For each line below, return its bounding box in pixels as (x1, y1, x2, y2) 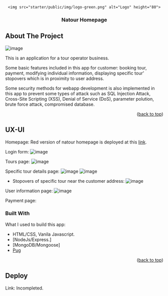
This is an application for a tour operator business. (5, 55, 109, 61)
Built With (5, 210, 30, 217)
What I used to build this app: (5, 221, 66, 228)
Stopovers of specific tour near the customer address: (12, 178, 125, 184)
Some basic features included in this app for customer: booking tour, (5, 64, 147, 70)
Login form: (5, 149, 29, 155)
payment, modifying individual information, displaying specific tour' (5, 70, 144, 76)
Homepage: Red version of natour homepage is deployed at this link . (5, 139, 147, 145)
